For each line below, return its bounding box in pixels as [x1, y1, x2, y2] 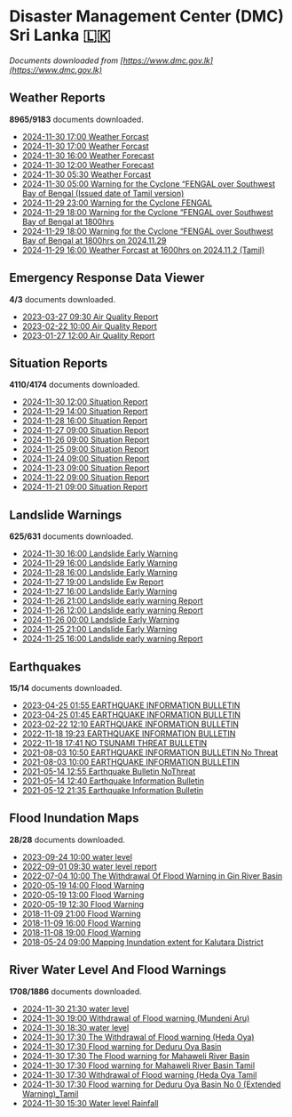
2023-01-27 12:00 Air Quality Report [21, 330, 155, 341]
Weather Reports [9, 91, 106, 106]
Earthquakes [9, 659, 82, 674]
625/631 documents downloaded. [9, 531, 134, 542]
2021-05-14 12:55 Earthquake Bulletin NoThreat [21, 767, 196, 776]
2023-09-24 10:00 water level [21, 851, 133, 862]
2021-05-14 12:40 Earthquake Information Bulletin [21, 775, 204, 786]
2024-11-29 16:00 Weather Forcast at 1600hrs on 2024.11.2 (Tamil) [21, 245, 265, 255]
